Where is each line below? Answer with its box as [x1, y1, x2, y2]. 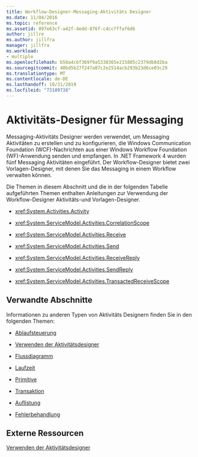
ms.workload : [6, 48, 39, 54]
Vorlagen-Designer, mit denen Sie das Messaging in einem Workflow [6, 165, 176, 172]
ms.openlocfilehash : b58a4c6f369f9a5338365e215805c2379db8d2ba [6, 59, 168, 65]
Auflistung [14, 399, 41, 406]
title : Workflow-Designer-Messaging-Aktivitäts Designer [6, 8, 152, 15]
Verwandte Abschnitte [6, 295, 93, 305]
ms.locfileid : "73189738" [6, 87, 71, 93]
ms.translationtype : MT [6, 70, 66, 76]
